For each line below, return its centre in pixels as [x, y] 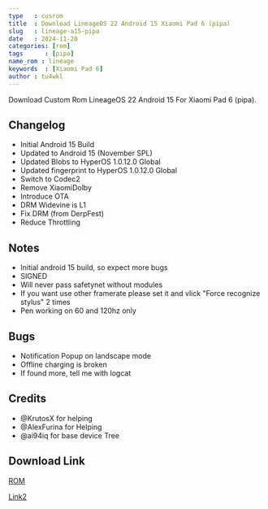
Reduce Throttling [50, 222]
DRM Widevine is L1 [53, 205]
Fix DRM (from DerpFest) [62, 214]
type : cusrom [36, 16]
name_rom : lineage [41, 62]
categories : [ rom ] [39, 46]
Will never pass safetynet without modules [91, 285]
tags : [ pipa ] [41, 54]
